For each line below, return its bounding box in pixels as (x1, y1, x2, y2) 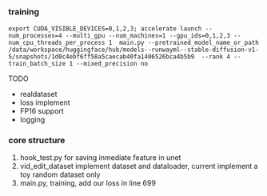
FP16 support (19, 106, 64, 115)
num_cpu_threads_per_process (8, 38, 106, 46)
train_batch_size (8, 59, 66, 67)
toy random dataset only (19, 170, 101, 179)
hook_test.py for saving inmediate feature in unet (19, 153, 181, 162)
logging (19, 114, 46, 124)
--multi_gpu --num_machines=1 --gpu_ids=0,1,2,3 (65, 31, 230, 39)
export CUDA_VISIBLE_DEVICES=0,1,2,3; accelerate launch (8, 24, 202, 33)
